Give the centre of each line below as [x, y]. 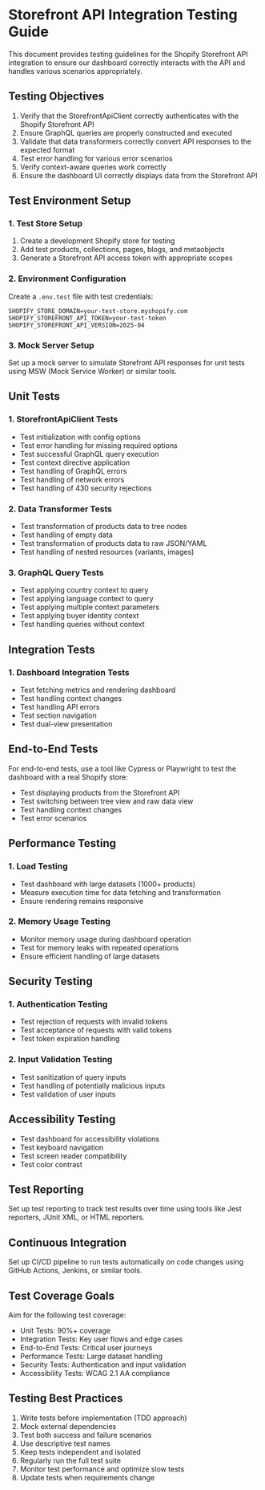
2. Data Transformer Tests [60, 509]
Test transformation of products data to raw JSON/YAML [113, 543]
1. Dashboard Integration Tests [69, 672]
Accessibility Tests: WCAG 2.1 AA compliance [95, 1374]
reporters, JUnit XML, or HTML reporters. [77, 1217]
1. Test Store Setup [45, 224]
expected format [47, 149]
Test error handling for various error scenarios [96, 158]
